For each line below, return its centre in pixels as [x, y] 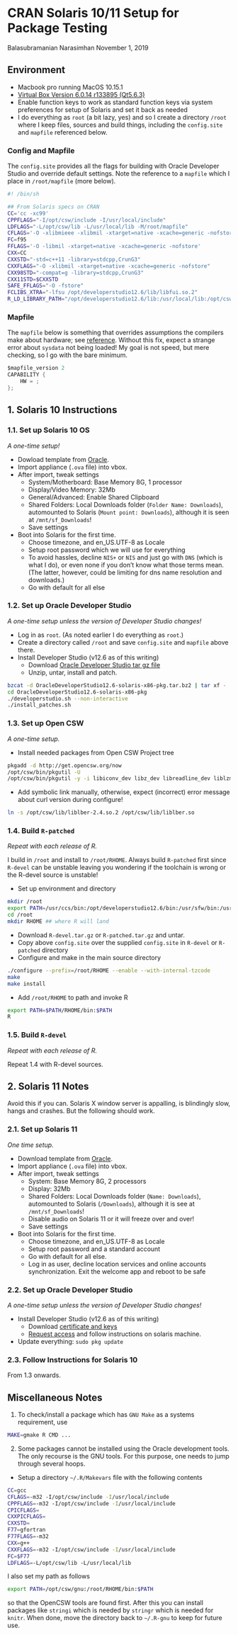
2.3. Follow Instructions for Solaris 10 [73, 1359]
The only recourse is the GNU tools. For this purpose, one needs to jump [124, 1456]
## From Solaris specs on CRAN [53, 207]
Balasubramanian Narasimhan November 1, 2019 [78, 47]
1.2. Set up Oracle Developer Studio [69, 606]
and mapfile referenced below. [62, 132]
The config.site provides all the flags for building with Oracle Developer [113, 166]
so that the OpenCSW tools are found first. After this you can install [106, 1603]
